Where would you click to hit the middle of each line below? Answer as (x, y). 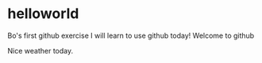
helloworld (43, 14)
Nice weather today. (40, 50)
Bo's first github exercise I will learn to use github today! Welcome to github (131, 35)
